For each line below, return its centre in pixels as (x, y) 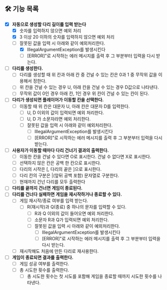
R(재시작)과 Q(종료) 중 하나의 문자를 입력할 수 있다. (76, 207)
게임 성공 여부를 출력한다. (44, 263)
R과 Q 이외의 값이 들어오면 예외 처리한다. (74, 213)
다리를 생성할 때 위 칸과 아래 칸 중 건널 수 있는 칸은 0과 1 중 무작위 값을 (88, 75)
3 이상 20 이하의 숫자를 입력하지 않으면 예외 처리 (67, 37)
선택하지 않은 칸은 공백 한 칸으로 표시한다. (60, 163)
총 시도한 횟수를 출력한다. (44, 270)
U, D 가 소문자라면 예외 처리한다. (59, 119)
